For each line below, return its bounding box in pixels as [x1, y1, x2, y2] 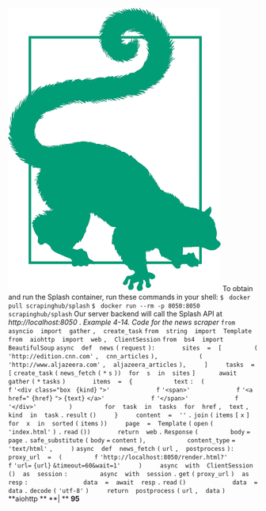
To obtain [222, 284, 253, 293]
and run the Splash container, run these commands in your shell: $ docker [8, 293, 251, 301]
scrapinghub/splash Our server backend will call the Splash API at [8, 309, 223, 318]
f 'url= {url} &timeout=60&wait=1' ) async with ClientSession [8, 462, 253, 470]
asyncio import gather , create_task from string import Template [8, 327, 252, 335]
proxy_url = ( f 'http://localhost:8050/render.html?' [8, 453, 228, 461]
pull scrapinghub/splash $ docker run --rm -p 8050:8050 [8, 302, 200, 310]
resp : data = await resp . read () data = [8, 479, 258, 486]
